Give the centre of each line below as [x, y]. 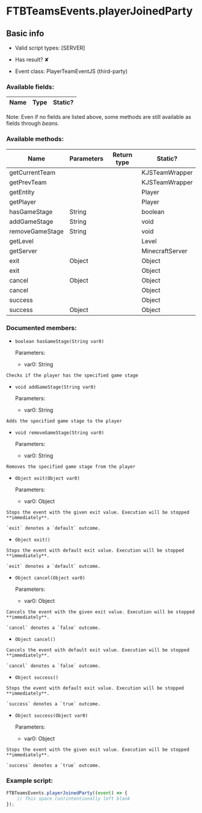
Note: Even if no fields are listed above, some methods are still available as [99, 117]
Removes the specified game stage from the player [71, 467]
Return [122, 155]
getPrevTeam [28, 182]
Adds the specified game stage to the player [64, 421]
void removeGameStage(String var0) [60, 433]
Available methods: [35, 139]
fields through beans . [33, 123]
